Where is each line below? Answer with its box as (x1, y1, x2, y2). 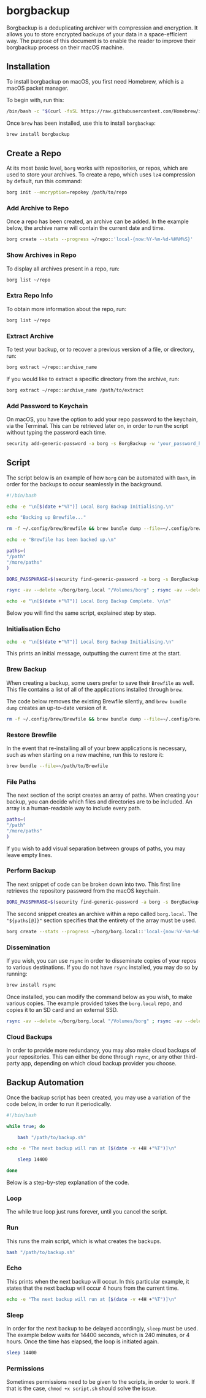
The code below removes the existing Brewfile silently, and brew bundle (6, 697, 187, 705)
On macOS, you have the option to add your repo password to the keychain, (6, 416, 198, 423)
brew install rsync (6, 982, 56, 988)
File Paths (6, 777, 37, 786)
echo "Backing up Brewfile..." (6, 515, 86, 521)
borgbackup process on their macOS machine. (6, 44, 124, 51)
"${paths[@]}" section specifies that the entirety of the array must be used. (6, 917, 197, 924)
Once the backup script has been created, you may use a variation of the (6, 1094, 191, 1101)
